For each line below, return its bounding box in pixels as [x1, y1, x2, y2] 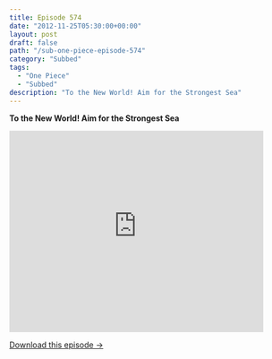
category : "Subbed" [9, 55, 82, 64]
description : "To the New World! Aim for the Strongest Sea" [9, 88, 242, 97]
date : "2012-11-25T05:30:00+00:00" [9, 21, 142, 30]
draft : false [9, 38, 58, 47]
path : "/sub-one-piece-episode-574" [9, 47, 146, 56]
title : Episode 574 [9, 13, 82, 22]
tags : [9, 64, 30, 73]
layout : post [9, 30, 58, 38]
